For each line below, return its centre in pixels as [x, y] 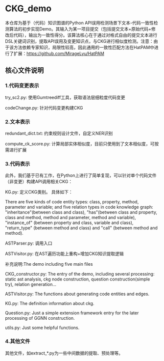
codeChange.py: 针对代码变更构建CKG [44, 108]
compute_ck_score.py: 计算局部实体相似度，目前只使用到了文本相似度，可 [80, 143]
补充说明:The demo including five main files [49, 264]
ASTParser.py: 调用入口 [29, 243]
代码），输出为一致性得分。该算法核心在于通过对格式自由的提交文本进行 [85, 35]
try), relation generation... [31, 284]
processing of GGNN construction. [40, 318]
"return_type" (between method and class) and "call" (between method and [82, 228]
